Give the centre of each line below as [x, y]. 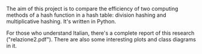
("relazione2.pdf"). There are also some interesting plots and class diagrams [101, 39]
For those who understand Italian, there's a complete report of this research [100, 33]
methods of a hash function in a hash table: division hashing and [86, 15]
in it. [11, 46]
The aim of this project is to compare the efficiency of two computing [92, 9]
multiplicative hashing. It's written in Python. [61, 21]
